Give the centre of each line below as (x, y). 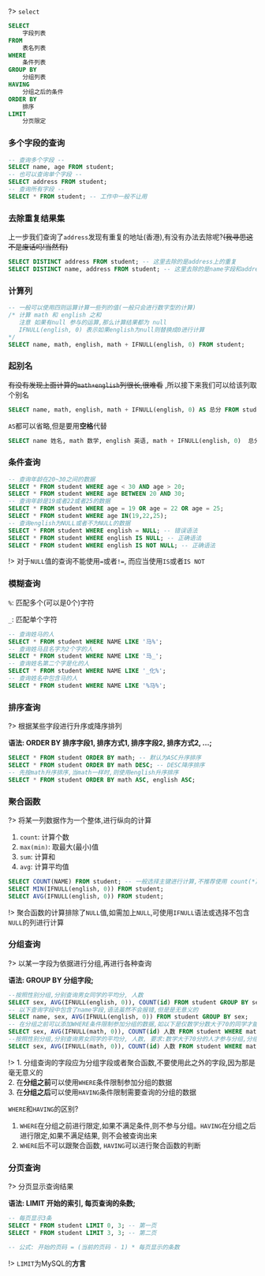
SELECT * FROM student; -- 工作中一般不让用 (78, 197)
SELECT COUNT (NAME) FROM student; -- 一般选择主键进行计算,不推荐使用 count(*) (133, 881)
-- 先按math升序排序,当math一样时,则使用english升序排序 (93, 772)
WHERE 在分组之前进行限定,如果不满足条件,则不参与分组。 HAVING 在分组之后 (138, 1125)
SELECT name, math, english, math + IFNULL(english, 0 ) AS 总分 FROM (123, 410)
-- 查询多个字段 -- (37, 160)
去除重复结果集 (37, 218)
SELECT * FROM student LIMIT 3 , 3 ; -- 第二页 (82, 1233)
